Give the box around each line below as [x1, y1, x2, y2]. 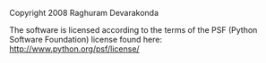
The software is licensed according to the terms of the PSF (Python [9, 25, 258, 35]
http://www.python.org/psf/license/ [9, 43, 141, 54]
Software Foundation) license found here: [9, 35, 163, 44]
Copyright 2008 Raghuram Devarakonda [9, 8, 159, 18]
